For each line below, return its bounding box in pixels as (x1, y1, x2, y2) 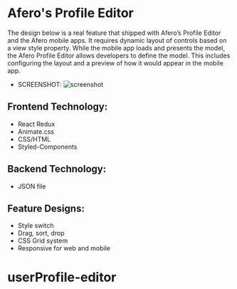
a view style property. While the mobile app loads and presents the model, (7, 43, 226, 52)
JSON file (17, 182, 46, 190)
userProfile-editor (7, 269, 117, 285)
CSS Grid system (17, 236, 68, 245)
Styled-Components (17, 142, 78, 151)
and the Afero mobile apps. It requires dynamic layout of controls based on (7, 36, 227, 44)
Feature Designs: (7, 202, 85, 214)
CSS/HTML (17, 135, 51, 143)
